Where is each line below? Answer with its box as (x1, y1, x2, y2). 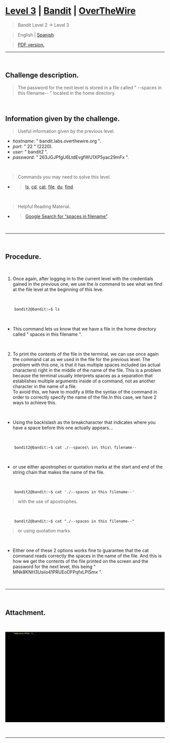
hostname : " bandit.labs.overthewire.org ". (12, 138, 101, 144)
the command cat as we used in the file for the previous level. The (12, 356, 151, 363)
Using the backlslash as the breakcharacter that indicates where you (12, 420, 156, 426)
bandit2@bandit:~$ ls (14, 307, 60, 312)
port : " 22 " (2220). (12, 143, 53, 150)
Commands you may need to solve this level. (17, 173, 111, 180)
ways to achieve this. (12, 400, 57, 406)
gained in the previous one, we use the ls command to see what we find (12, 281, 163, 287)
